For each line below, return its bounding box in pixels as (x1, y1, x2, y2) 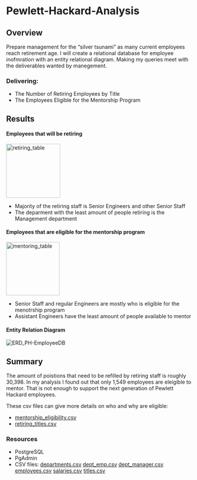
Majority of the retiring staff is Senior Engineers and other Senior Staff (14, 202, 186, 209)
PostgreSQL (14, 448, 44, 456)
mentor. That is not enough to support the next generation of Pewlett (6, 385, 174, 392)
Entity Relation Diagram (6, 326, 66, 333)
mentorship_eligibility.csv (14, 414, 77, 421)
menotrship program (14, 306, 65, 314)
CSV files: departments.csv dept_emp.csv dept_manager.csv (14, 461, 164, 468)
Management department (14, 215, 77, 222)
